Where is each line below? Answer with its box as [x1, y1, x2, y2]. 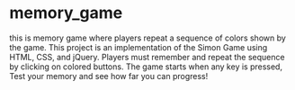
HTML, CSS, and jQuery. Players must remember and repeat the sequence [9, 51, 285, 62]
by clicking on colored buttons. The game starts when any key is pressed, [9, 61, 283, 72]
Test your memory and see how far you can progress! [9, 70, 209, 81]
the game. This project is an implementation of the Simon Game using [9, 41, 268, 52]
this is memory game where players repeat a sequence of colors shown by [9, 32, 286, 43]
